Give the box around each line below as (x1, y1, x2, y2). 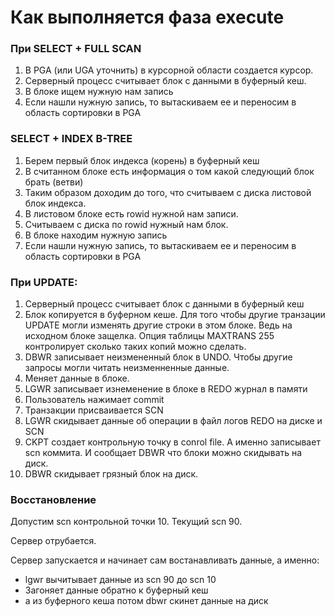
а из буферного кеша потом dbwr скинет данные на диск (24, 595, 269, 607)
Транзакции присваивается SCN (24, 404, 164, 416)
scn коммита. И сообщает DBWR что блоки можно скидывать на (24, 447, 303, 459)
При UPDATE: (10, 275, 78, 289)
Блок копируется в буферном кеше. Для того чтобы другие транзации (24, 309, 326, 321)
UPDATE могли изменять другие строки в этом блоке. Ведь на (24, 319, 293, 331)
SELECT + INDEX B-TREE (10, 132, 133, 146)
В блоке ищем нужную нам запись (24, 86, 174, 98)
